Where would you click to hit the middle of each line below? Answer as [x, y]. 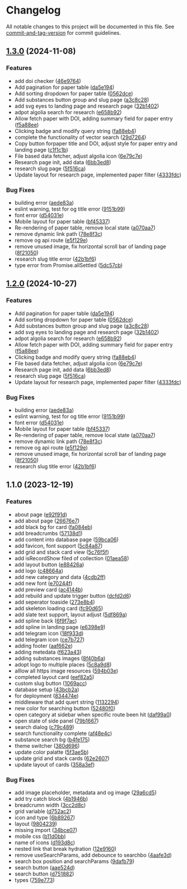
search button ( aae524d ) [45, 867]
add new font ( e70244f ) [43, 583]
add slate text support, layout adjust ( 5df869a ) [71, 614]
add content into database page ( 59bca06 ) [67, 540]
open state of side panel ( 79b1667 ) [57, 721]
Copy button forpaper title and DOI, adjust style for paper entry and [96, 143]
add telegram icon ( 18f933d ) [49, 633]
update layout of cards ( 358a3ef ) [55, 764]
